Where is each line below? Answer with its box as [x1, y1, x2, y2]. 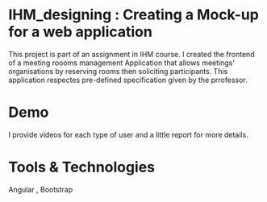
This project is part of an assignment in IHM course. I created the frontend [8, 49, 256, 59]
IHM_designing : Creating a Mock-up [8, 6, 260, 24]
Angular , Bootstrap [8, 184, 73, 194]
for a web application [8, 23, 153, 41]
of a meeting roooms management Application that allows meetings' [8, 58, 236, 68]
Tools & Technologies [8, 159, 156, 176]
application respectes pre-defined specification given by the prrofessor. [8, 75, 248, 85]
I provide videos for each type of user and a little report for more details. [8, 130, 248, 139]
